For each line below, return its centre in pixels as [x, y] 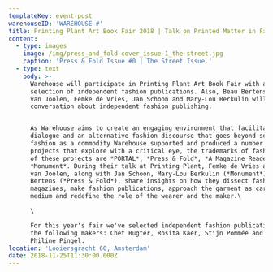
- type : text [38, 69]
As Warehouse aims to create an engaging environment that [132, 128]
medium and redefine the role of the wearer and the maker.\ [136, 196]
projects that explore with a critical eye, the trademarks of [139, 151]
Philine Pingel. [57, 240]
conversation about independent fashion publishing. [121, 106]
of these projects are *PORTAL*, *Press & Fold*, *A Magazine [137, 158]
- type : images [41, 46]
